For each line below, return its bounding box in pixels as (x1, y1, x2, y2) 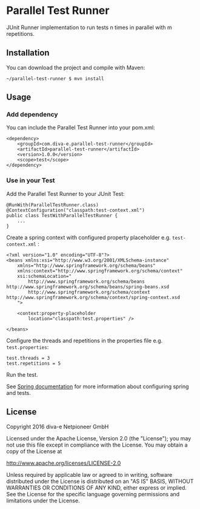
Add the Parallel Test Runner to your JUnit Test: (6, 190, 125, 197)
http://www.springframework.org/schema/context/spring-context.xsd (6, 294, 181, 300)
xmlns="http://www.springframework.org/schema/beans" (17, 262, 156, 269)
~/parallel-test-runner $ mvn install (6, 75, 104, 82)
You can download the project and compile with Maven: (6, 64, 145, 71)
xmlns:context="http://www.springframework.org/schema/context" (17, 268, 183, 274)
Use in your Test (6, 177, 56, 185)
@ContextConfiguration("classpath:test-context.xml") (6, 207, 145, 213)
